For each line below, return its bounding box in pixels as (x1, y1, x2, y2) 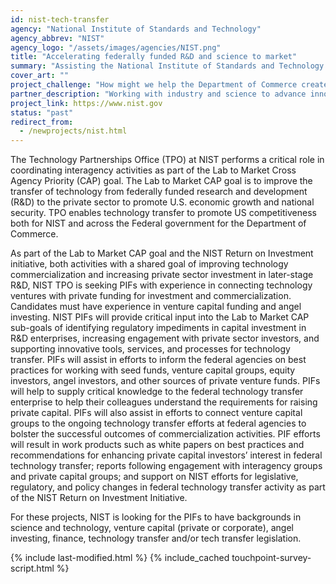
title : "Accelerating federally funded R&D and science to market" (10, 52, 298, 62)
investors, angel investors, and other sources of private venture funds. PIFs (10, 375, 321, 387)
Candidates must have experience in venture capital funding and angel (10, 301, 302, 313)
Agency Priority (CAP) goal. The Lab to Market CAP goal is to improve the (10, 175, 313, 187)
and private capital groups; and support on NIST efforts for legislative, (10, 471, 299, 483)
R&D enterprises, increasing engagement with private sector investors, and (10, 332, 320, 345)
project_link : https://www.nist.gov (10, 98, 163, 108)
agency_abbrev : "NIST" (10, 33, 105, 43)
